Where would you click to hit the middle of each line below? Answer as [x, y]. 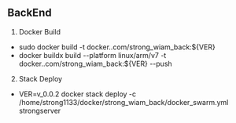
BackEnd [29, 13]
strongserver [40, 110]
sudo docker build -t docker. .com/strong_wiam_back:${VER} [117, 47]
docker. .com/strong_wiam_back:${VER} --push [95, 63]
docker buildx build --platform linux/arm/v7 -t [92, 55]
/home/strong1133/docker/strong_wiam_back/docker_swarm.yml [124, 102]
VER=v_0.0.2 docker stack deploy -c [77, 94]
